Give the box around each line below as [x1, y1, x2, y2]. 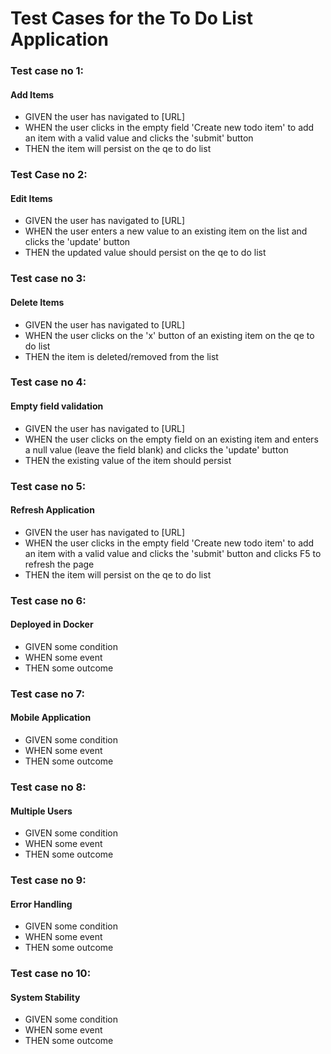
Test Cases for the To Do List [10, 7, 253, 30]
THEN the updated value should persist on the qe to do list [24, 247, 267, 259]
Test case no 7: [10, 687, 85, 701]
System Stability [10, 991, 81, 1003]
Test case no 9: [10, 873, 87, 887]
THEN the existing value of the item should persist [24, 454, 232, 466]
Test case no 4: [10, 375, 87, 389]
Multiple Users [10, 805, 73, 817]
